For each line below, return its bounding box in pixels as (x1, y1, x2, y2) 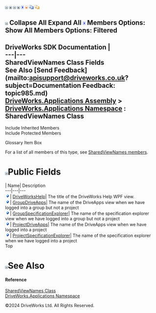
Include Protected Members (5, 130, 61, 136)
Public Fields (8, 166, 61, 178)
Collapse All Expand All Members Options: (9, 19, 146, 27)
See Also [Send (5, 66, 53, 74)
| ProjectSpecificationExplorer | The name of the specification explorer (10, 233, 151, 238)
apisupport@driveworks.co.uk (29, 74, 125, 82)
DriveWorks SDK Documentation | (5, 43, 111, 51)
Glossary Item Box (5, 140, 42, 146)
